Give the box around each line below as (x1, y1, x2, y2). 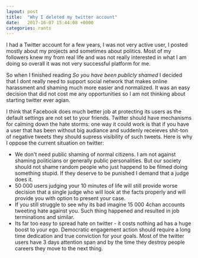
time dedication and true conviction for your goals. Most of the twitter (14, 233, 184, 240)
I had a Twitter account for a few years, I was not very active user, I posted (6, 41, 188, 48)
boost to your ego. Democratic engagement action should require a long (14, 226, 191, 233)
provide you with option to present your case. (14, 195, 126, 202)
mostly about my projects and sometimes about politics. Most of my (6, 48, 171, 55)
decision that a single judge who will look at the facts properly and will (14, 188, 186, 195)
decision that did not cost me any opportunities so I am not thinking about (6, 90, 186, 97)
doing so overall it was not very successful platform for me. (6, 60, 151, 67)
